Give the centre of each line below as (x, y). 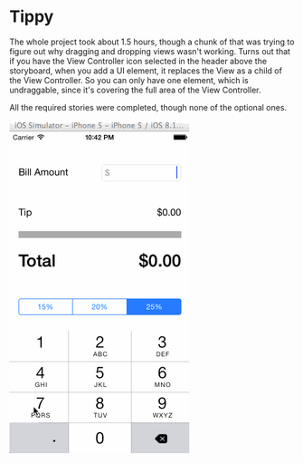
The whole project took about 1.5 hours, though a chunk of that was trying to (152, 42)
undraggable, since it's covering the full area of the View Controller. (135, 90)
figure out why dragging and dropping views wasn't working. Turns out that (150, 51)
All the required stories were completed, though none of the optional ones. (148, 107)
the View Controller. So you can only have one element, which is (129, 80)
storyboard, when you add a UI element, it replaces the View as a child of (146, 71)
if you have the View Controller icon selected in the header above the (138, 61)
